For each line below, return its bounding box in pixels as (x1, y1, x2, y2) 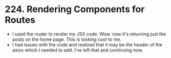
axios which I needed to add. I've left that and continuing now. (12, 47, 143, 53)
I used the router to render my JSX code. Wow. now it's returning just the (12, 31, 166, 37)
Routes (5, 14, 35, 26)
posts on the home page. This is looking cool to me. (12, 36, 121, 42)
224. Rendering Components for (5, 4, 145, 15)
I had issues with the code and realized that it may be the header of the (12, 41, 162, 47)
